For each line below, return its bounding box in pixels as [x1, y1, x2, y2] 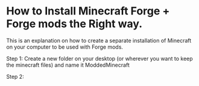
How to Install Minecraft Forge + [6, 4, 170, 18]
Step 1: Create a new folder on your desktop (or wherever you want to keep [6, 55, 193, 62]
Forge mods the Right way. [6, 17, 143, 31]
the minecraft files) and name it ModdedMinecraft [6, 61, 130, 69]
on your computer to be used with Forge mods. [6, 43, 124, 51]
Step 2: [6, 73, 24, 80]
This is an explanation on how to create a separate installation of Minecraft [6, 37, 192, 44]
